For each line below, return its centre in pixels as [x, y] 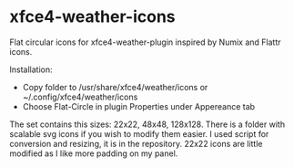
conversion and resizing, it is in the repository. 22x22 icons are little [136, 143]
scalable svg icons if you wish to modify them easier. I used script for [139, 133]
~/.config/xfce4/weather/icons [80, 97]
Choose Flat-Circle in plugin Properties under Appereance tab [139, 106]
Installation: [31, 69]
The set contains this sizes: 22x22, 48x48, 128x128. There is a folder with [147, 124]
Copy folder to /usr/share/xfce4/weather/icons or [115, 87]
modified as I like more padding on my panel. [94, 153]
